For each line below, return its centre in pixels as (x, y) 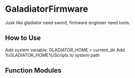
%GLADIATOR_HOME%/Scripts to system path (53, 55)
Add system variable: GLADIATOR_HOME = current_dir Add (65, 50)
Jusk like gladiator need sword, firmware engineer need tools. (68, 23)
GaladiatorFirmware (47, 9)
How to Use (23, 38)
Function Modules (33, 70)
